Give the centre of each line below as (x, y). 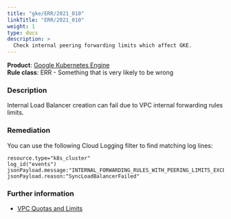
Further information (41, 194)
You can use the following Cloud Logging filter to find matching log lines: (110, 145)
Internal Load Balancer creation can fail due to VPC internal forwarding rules (115, 105)
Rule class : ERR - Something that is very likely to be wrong (90, 72)
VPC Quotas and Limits (50, 208)
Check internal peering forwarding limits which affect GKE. (103, 45)
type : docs (23, 33)
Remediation (29, 130)
